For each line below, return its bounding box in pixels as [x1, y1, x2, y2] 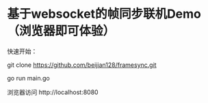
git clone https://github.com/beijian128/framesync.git [7, 61, 157, 69]
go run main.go [7, 74, 50, 82]
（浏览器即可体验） [7, 23, 116, 39]
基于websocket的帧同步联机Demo [7, 6, 202, 22]
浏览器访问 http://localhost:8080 [7, 88, 99, 96]
